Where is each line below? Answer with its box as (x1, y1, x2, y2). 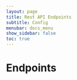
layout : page (6, 8, 38, 15)
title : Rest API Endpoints (6, 14, 72, 20)
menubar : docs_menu (6, 25, 54, 31)
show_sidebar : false (6, 31, 57, 36)
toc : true (6, 36, 30, 42)
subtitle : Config (6, 19, 48, 25)
